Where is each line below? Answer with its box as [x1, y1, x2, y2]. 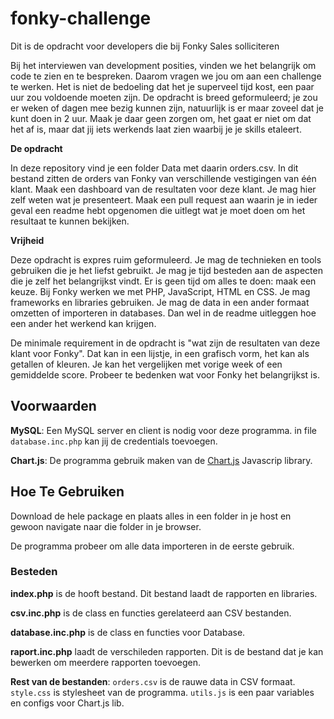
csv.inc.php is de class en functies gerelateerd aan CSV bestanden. [10, 607, 292, 619]
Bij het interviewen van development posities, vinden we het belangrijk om [10, 59, 317, 71]
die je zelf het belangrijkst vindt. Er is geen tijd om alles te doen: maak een [10, 275, 317, 287]
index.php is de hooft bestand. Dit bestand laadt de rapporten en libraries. [10, 587, 318, 599]
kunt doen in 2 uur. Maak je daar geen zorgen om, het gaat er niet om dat [10, 112, 312, 124]
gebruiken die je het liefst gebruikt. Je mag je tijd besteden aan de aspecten [10, 264, 323, 276]
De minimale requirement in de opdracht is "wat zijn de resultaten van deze [10, 337, 321, 349]
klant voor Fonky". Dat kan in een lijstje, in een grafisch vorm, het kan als [10, 347, 310, 359]
